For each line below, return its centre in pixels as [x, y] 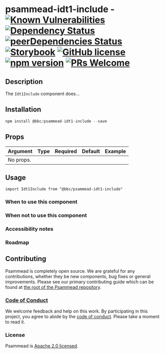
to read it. [15, 322]
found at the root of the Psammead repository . [53, 287]
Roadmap [17, 242]
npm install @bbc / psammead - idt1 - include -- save [56, 121]
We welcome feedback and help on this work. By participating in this [76, 311]
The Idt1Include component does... [42, 94]
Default [91, 151]
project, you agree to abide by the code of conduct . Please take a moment [82, 317]
